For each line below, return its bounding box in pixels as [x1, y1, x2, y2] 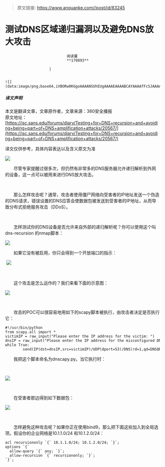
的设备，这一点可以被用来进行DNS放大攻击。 [5, 171, 96, 177]
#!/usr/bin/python [5, 325, 43, 330]
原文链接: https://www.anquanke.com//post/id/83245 [17, 5, 125, 10]
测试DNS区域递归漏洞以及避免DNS [5, 24, 145, 35]
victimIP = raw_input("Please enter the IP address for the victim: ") [5, 334, 155, 339]
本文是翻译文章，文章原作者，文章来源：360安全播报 [5, 108, 112, 114]
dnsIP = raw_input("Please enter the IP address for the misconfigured [5, 338, 155, 343]
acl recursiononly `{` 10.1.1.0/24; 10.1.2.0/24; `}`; [5, 440, 120, 445]
